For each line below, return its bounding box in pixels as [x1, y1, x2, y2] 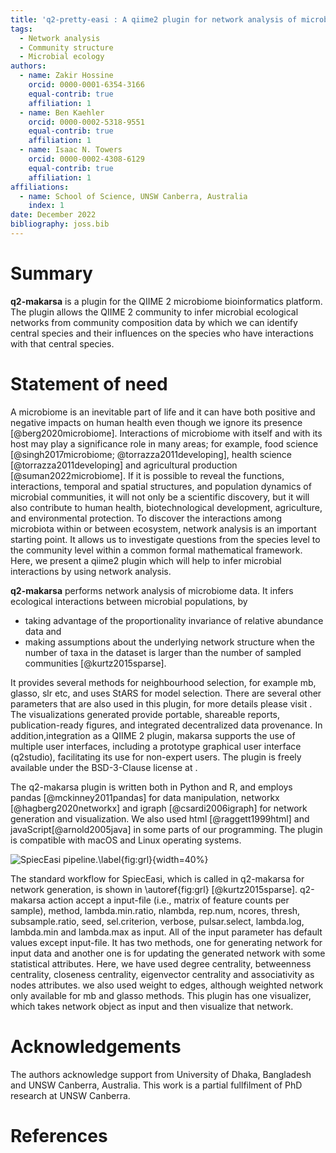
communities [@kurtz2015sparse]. [24, 657, 167, 669]
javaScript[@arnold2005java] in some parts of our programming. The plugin [10, 823, 323, 835]
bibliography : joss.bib [10, 219, 110, 230]
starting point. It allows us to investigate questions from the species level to [10, 533, 321, 545]
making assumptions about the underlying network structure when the [24, 636, 315, 648]
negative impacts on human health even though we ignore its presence [10, 416, 303, 428]
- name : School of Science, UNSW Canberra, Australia [19, 191, 248, 201]
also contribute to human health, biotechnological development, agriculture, [10, 501, 323, 513]
